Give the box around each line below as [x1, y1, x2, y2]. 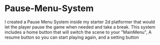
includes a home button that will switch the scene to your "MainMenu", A [4, 29, 152, 35]
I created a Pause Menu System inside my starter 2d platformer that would [4, 19, 155, 25]
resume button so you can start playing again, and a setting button [4, 34, 139, 40]
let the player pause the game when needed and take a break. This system [4, 24, 156, 30]
